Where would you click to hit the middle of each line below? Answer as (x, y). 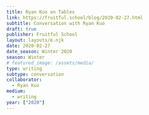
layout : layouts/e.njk (35, 40)
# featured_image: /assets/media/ (50, 63)
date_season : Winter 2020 (39, 52)
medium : (16, 91)
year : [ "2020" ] (26, 102)
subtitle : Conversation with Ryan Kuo (56, 23)
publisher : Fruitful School (42, 35)
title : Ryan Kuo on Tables (41, 12)
